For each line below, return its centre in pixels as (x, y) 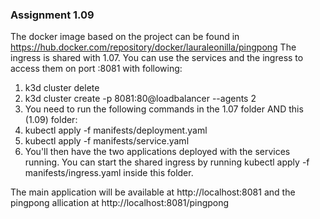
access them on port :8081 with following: (96, 69)
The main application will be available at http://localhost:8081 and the (153, 192)
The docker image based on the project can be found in (125, 37)
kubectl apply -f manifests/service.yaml (107, 141)
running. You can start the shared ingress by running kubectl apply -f (167, 162)
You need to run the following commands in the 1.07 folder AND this (164, 109)
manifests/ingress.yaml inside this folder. (109, 173)
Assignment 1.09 (52, 15)
